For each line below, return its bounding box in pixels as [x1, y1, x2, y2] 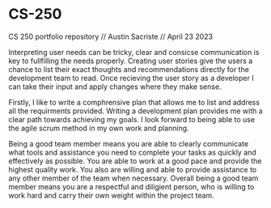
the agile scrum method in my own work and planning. [8, 123, 189, 133]
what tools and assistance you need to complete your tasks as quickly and [8, 147, 256, 157]
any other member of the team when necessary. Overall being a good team [8, 173, 259, 183]
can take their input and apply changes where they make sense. [8, 82, 222, 91]
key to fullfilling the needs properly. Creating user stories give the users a [8, 56, 253, 66]
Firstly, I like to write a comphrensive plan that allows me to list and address [8, 97, 260, 107]
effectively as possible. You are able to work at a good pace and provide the [8, 155, 262, 166]
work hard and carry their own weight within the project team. [8, 190, 214, 200]
